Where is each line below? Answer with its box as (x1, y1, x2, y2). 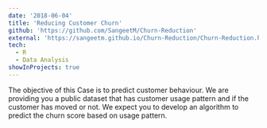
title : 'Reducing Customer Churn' (8, 19, 123, 27)
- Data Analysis (15, 56, 69, 64)
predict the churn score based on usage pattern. (8, 111, 168, 120)
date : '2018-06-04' (8, 11, 73, 20)
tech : (8, 41, 26, 49)
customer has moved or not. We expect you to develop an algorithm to (8, 102, 239, 111)
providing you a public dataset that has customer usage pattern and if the (8, 93, 249, 103)
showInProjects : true (8, 64, 80, 72)
